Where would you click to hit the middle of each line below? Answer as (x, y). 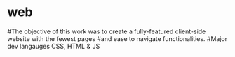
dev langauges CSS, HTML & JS (54, 46)
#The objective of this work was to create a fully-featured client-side (107, 31)
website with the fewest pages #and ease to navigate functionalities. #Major (117, 38)
